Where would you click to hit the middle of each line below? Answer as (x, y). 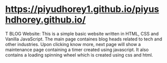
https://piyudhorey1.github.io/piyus (82, 9)
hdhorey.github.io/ (45, 20)
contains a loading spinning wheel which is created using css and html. (79, 55)
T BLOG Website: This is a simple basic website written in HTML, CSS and (82, 33)
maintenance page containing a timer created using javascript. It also (77, 49)
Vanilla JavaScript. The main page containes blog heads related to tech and (84, 39)
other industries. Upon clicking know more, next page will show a (73, 44)
